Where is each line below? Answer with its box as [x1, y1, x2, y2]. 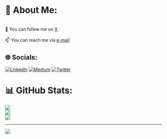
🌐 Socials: [5, 53, 38, 62]
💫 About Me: [5, 4, 58, 16]
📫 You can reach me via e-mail [5, 37, 70, 43]
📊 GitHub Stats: [5, 84, 73, 96]
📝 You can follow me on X [5, 26, 58, 32]
